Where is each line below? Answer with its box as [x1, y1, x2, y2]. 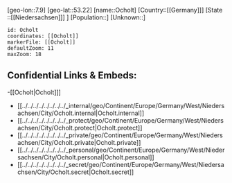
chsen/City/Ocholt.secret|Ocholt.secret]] [17, 168, 134, 176]
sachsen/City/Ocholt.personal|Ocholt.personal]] [17, 152, 154, 162]
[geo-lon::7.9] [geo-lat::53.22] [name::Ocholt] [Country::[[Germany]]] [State [7, 6, 223, 14]
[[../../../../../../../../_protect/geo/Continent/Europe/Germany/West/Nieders [17, 116, 224, 124]
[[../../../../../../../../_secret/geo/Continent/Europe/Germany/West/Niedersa [17, 160, 225, 168]
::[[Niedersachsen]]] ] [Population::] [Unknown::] [7, 13, 146, 21]
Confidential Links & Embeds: [7, 69, 137, 82]
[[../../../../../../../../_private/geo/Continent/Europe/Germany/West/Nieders [17, 131, 224, 139]
